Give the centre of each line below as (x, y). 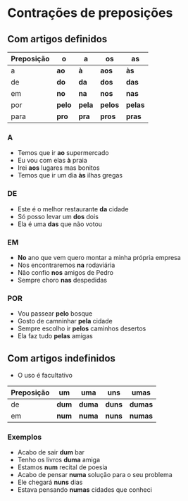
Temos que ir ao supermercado (63, 153)
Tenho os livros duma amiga (59, 460)
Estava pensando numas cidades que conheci (85, 490)
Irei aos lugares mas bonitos (58, 168)
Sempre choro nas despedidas (62, 280)
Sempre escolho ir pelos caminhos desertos (82, 328)
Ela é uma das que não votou (60, 224)
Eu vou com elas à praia (52, 161)
